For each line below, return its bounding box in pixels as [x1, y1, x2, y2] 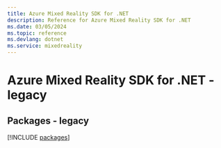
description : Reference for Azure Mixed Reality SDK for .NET [7, 17, 191, 24]
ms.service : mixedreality [7, 42, 82, 49]
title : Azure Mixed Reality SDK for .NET [7, 10, 129, 17]
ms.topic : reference [7, 29, 67, 37]
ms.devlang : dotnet [7, 36, 64, 43]
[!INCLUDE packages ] [7, 133, 70, 141]
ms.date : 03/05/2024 [7, 23, 67, 30]
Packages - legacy [7, 115, 89, 126]
